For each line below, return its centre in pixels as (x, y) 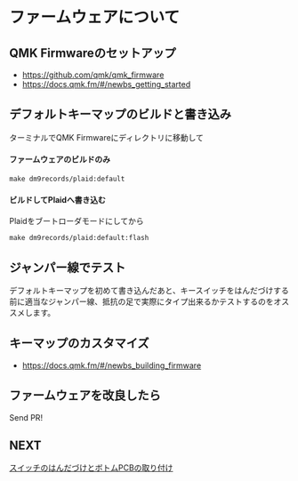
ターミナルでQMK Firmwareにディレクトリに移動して (107, 137)
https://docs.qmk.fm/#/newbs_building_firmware (112, 365)
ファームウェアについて (95, 17)
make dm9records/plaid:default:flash (79, 238)
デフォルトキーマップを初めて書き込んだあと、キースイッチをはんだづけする (149, 291)
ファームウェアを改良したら (85, 396)
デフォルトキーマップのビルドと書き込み (120, 114)
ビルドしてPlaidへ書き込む (58, 199)
